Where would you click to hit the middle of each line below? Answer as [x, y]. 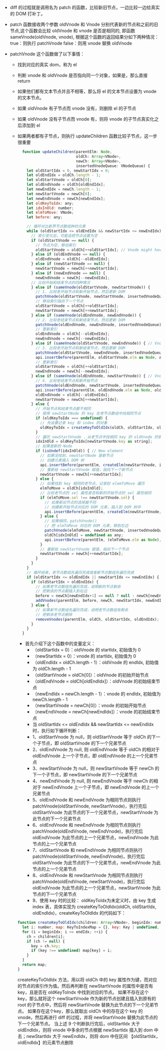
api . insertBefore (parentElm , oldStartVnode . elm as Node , [96, 357]
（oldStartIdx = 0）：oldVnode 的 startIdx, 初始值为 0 [87, 650]
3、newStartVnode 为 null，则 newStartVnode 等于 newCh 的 [96, 768]
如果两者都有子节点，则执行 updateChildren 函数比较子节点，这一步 [87, 136]
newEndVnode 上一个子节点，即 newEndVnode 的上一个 [101, 787]
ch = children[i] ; [46, 937]
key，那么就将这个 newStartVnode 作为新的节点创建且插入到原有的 [87, 998]
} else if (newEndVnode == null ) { [68, 273]
